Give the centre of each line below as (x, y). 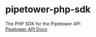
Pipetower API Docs (26, 29)
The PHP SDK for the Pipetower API (43, 24)
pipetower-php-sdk (48, 10)
